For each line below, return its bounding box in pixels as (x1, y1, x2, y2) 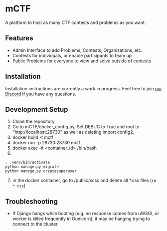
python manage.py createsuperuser (5, 169, 77, 174)
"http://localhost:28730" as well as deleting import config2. (12, 129, 135, 135)
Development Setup (5, 105, 68, 114)
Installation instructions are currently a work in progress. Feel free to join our (5, 85, 162, 91)
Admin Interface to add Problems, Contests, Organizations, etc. (12, 47, 143, 53)
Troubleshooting (5, 197, 58, 206)
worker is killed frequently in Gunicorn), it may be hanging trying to (12, 216, 151, 222)
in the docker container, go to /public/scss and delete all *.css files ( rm (12, 178, 157, 184)
